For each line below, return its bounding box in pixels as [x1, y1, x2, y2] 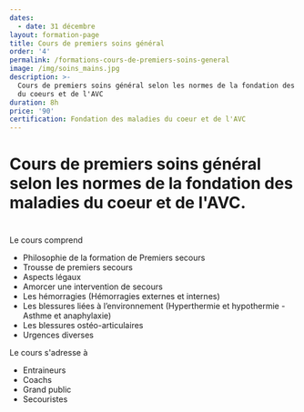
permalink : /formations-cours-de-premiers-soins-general [9, 55, 230, 65]
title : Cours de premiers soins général [9, 38, 166, 48]
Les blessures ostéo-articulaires [22, 319, 144, 330]
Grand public [22, 384, 72, 395]
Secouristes [22, 393, 68, 405]
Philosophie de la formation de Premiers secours [22, 252, 206, 263]
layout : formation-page [9, 30, 100, 39]
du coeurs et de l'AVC [17, 89, 104, 98]
